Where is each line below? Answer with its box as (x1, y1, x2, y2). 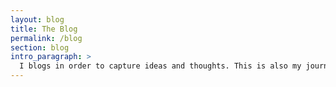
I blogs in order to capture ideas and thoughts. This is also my (19, 61, 302, 71)
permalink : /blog (10, 33, 83, 43)
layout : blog (10, 14, 65, 25)
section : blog (10, 42, 70, 53)
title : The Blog (10, 24, 78, 34)
